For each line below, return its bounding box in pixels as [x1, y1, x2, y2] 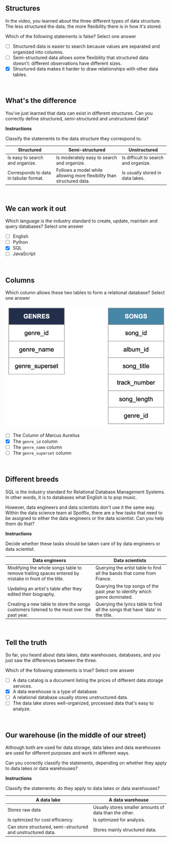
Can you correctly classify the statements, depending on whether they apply [5, 760, 167, 766]
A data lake [35, 797, 60, 803]
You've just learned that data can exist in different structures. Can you [5, 110, 153, 116]
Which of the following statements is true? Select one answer [5, 667, 135, 673]
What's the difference [5, 96, 77, 105]
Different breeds [5, 475, 59, 484]
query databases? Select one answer [5, 223, 83, 229]
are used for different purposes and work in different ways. [5, 750, 130, 756]
